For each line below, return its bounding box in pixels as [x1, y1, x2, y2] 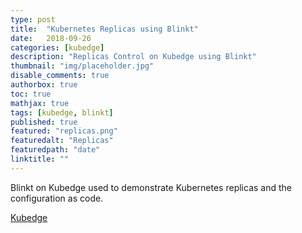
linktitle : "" [10, 154, 70, 164]
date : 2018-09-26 [10, 33, 92, 43]
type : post [10, 14, 56, 25]
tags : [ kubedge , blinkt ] [10, 107, 114, 118]
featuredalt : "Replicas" [10, 136, 114, 146]
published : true [10, 117, 78, 127]
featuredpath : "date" [10, 145, 101, 155]
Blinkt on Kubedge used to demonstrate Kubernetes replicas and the [10, 181, 292, 193]
